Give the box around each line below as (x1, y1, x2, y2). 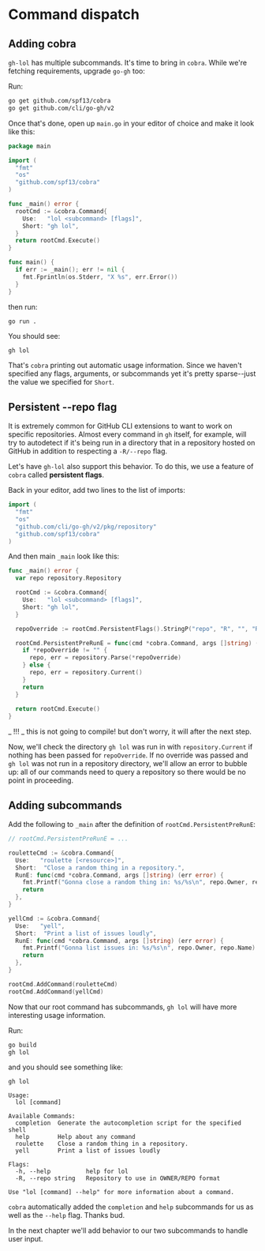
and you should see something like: (8, 1062, 124, 1072)
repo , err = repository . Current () (28, 669, 144, 677)
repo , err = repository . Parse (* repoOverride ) (28, 654, 181, 662)
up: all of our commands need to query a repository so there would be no (8, 768, 246, 777)
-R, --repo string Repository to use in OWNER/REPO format (15, 1174, 221, 1182)
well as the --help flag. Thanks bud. (8, 1211, 125, 1220)
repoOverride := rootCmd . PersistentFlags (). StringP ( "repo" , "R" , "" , (15, 625, 248, 633)
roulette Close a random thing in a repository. (15, 1140, 189, 1148)
